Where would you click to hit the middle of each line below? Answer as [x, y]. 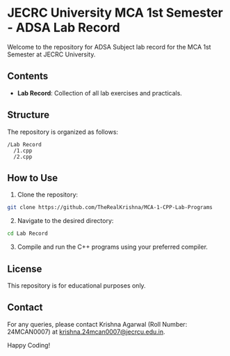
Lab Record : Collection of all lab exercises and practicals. [100, 93]
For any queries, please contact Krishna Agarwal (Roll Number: [97, 324]
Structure [28, 115]
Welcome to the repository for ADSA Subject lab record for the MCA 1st [109, 47]
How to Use [33, 178]
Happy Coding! [29, 345]
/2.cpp [23, 157]
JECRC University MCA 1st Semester [115, 13]
